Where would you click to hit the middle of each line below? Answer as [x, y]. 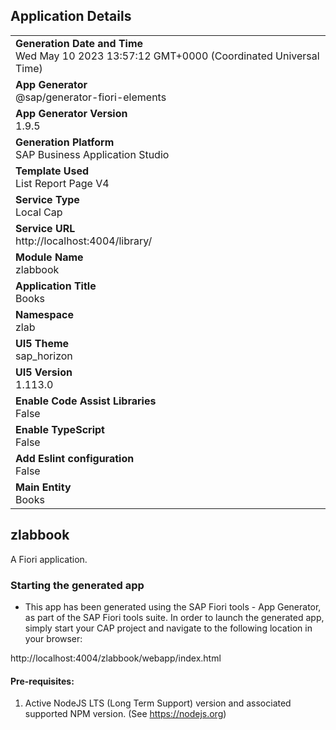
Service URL [45, 228]
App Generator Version [71, 113]
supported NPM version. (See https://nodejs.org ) [125, 714]
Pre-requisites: [42, 681]
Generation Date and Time [79, 43]
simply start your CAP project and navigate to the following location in [168, 628]
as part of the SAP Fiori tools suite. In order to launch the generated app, [174, 617]
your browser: [53, 638]
